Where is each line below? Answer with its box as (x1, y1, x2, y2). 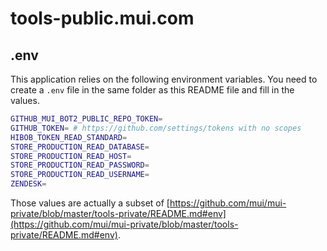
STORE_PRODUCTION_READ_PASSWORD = (10, 160, 150, 171)
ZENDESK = (10, 179, 47, 189)
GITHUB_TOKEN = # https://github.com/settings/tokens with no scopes (10, 123, 302, 133)
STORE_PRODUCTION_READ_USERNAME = (10, 170, 150, 180)
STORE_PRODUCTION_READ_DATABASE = (10, 142, 150, 152)
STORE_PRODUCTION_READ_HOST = (10, 151, 132, 161)
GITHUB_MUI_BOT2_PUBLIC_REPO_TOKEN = (10, 114, 163, 124)
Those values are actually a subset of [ (10, 197, 170, 209)
